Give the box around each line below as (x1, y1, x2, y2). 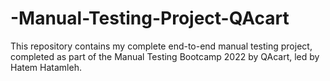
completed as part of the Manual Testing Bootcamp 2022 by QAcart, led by (10, 50, 320, 62)
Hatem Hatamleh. (10, 61, 82, 73)
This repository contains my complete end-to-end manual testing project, (10, 40, 313, 52)
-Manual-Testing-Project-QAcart (10, 7, 290, 30)
